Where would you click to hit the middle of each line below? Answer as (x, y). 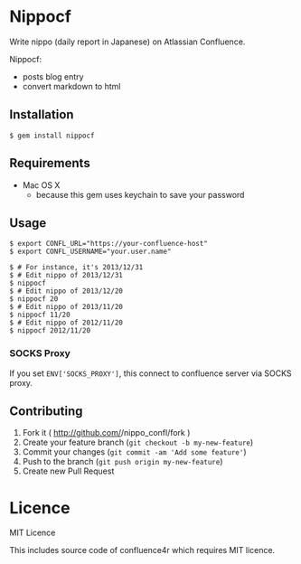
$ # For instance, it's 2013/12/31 (76, 268)
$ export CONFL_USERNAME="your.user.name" (90, 252)
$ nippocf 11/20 (40, 315)
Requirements (50, 163)
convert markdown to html (71, 86)
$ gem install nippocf (52, 136)
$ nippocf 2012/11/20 (50, 331)
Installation (42, 115)
